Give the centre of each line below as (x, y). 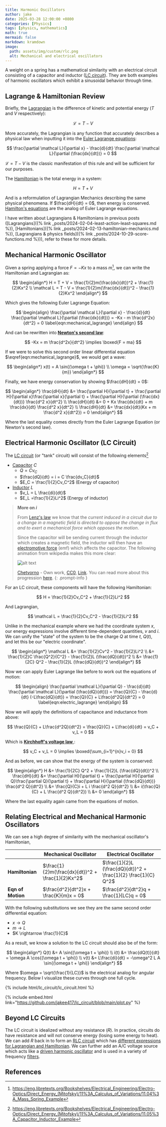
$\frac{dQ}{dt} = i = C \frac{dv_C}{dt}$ (60, 477)
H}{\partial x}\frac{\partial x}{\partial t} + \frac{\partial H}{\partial (73, 396)
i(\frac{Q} (150, 786)
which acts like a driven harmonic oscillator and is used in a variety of (76, 1051)
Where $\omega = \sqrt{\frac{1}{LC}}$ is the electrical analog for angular (80, 973)
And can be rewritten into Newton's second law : (55, 332)
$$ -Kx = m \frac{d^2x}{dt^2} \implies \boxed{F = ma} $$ (83, 342)
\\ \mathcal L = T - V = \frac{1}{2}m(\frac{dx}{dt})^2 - (83, 288)
